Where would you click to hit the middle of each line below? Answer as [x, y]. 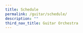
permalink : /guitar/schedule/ [36, 14]
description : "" [22, 18]
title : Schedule [22, 9]
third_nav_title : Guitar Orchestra [42, 23]
